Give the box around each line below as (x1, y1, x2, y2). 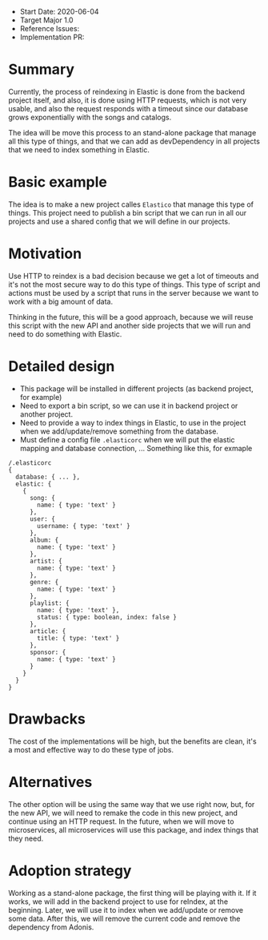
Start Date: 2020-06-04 (19, 7, 99, 16)
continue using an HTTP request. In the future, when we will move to (8, 817, 234, 826)
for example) (19, 392, 62, 401)
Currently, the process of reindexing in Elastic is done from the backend (8, 87, 246, 96)
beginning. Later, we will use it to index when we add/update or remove (8, 905, 244, 914)
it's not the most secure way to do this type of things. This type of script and (8, 280, 261, 289)
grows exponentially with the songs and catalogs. (8, 112, 172, 122)
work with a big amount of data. (8, 297, 114, 306)
